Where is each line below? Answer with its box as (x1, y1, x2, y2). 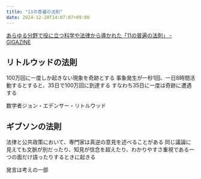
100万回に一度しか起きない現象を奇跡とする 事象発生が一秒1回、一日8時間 (6, 74, 190, 82)
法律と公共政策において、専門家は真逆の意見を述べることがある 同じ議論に (6, 139, 191, 146)
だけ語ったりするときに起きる (22, 154, 96, 161)
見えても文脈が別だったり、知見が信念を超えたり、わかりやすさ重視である (6, 146, 190, 153)
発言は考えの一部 (6, 166, 49, 174)
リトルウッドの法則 (6, 57, 77, 67)
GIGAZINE (6, 38, 31, 46)
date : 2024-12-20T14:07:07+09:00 (6, 14, 90, 20)
